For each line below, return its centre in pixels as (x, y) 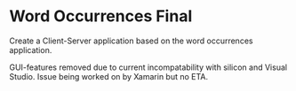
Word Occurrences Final (101, 16)
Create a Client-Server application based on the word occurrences (131, 41)
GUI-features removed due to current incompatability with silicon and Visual (148, 67)
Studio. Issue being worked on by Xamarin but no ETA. (109, 76)
